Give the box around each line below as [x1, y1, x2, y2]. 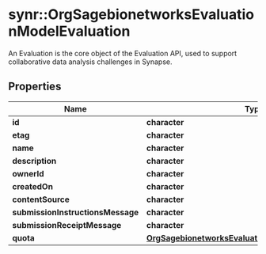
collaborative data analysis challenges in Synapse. [8, 57, 173, 66]
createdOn [12, 180, 54, 191]
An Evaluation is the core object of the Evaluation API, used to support [8, 48, 237, 58]
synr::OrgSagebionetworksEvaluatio [8, 6, 255, 24]
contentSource [12, 194, 70, 205]
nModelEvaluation [8, 22, 131, 40]
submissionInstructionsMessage [12, 207, 139, 218]
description [12, 155, 57, 166]
